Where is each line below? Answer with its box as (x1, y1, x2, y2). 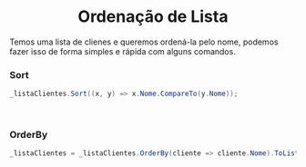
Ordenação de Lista (77, 6, 229, 27)
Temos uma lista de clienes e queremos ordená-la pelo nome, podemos (9, 36, 279, 47)
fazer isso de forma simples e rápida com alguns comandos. (9, 45, 237, 56)
